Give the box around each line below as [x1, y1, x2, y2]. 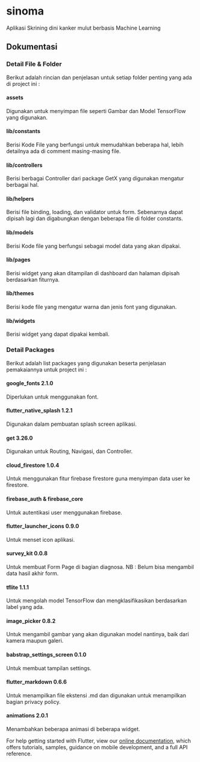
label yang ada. [6, 604, 45, 611]
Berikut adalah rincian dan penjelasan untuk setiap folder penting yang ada [6, 74, 192, 81]
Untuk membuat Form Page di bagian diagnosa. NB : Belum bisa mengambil [6, 563, 194, 570]
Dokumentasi [6, 42, 58, 52]
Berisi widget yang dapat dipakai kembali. [6, 331, 110, 338]
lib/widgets [6, 317, 36, 324]
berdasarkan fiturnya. [6, 276, 60, 283]
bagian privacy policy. [6, 698, 61, 705]
